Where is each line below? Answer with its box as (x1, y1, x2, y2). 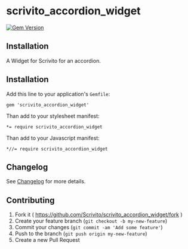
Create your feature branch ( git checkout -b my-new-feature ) (14, 217, 168, 225)
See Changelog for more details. (6, 178, 86, 185)
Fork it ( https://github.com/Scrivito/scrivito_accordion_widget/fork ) (14, 211, 183, 219)
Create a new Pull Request (14, 236, 81, 244)
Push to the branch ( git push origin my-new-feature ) (14, 230, 147, 237)
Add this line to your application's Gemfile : (6, 90, 110, 97)
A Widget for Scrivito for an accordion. (6, 57, 101, 64)
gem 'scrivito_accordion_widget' (6, 102, 90, 108)
